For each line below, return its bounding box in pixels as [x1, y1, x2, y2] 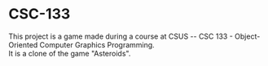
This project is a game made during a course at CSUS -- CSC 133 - [8, 31, 234, 41]
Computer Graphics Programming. [39, 39, 155, 49]
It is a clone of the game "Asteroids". [8, 48, 131, 58]
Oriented [8, 39, 38, 49]
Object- [235, 31, 261, 41]
